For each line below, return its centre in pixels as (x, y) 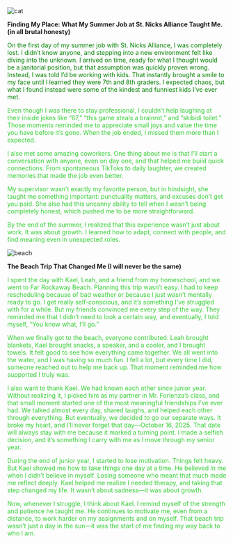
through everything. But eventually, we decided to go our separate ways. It (114, 418)
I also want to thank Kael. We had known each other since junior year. (107, 388)
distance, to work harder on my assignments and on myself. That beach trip (115, 518)
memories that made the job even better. (65, 176)
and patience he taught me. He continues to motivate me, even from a (107, 511)
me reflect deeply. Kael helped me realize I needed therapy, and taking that (115, 483)
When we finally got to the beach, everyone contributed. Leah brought (108, 338)
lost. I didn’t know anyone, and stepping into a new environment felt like (110, 52)
